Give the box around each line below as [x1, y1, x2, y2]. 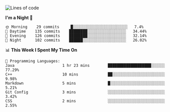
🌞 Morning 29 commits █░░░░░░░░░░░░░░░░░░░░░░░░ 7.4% [5, 24, 144, 29]
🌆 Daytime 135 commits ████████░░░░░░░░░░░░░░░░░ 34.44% [5, 29, 147, 34]
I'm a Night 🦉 [5, 15, 33, 20]
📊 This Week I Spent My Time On [5, 47, 77, 53]
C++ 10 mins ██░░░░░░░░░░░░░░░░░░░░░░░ [5, 72, 165, 77]
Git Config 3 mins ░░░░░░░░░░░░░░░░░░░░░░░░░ [5, 90, 165, 95]
